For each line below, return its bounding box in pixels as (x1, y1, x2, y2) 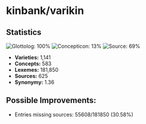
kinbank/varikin (6, 4, 85, 17)
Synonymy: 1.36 (14, 79, 54, 86)
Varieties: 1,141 (14, 54, 51, 61)
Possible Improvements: (6, 95, 96, 105)
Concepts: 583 (14, 60, 51, 67)
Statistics (6, 27, 42, 37)
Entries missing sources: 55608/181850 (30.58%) (14, 111, 134, 118)
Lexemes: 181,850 (14, 66, 59, 73)
